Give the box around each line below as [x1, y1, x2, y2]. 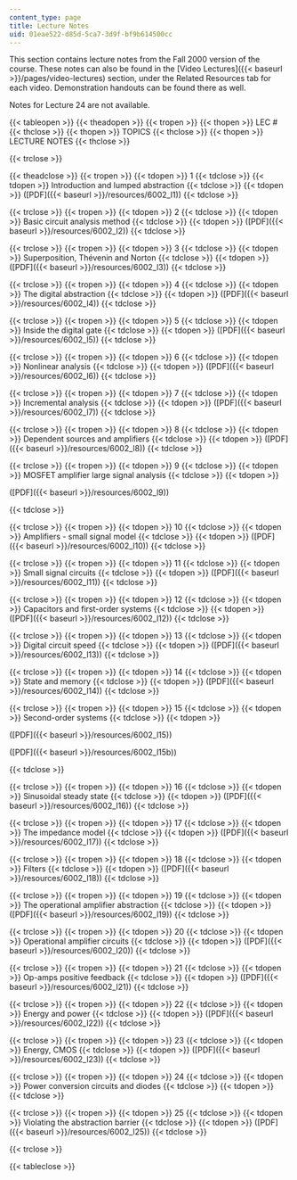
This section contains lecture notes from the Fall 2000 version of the [9, 54, 261, 65]
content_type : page [9, 12, 82, 22]
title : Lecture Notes [9, 21, 90, 30]
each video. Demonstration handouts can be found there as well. [9, 82, 246, 94]
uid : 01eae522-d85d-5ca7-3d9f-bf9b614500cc [9, 29, 173, 38]
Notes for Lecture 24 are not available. [9, 100, 150, 111]
